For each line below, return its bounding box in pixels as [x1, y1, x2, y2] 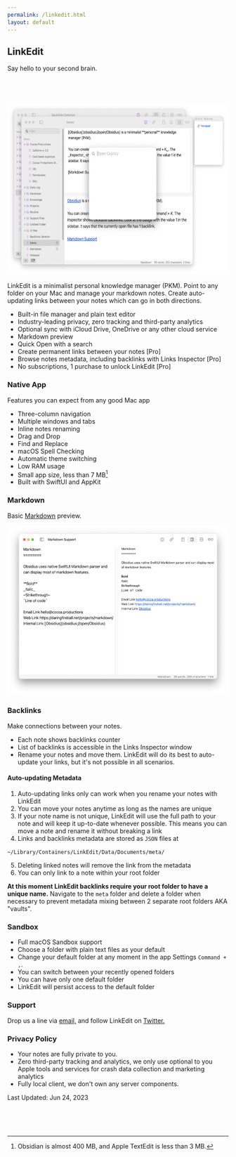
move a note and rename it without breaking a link [17, 827, 163, 835]
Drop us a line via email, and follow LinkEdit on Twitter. [7, 1016, 165, 1025]
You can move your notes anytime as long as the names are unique [17, 804, 212, 813]
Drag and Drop [17, 432, 61, 440]
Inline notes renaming [17, 424, 81, 433]
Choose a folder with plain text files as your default [17, 946, 165, 954]
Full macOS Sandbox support [17, 938, 103, 946]
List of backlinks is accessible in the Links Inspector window [17, 743, 192, 751]
